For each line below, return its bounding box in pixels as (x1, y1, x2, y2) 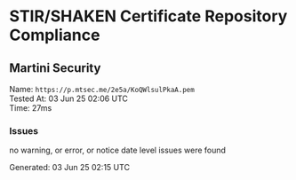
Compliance (9, 25, 100, 45)
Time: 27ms (9, 103, 52, 113)
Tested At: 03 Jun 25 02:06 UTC (9, 93, 129, 104)
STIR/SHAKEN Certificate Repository (9, 6, 288, 27)
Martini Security (9, 60, 101, 75)
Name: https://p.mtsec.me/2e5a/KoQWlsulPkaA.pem (9, 84, 196, 94)
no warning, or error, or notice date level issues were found (9, 145, 227, 156)
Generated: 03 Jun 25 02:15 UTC (9, 162, 131, 173)
